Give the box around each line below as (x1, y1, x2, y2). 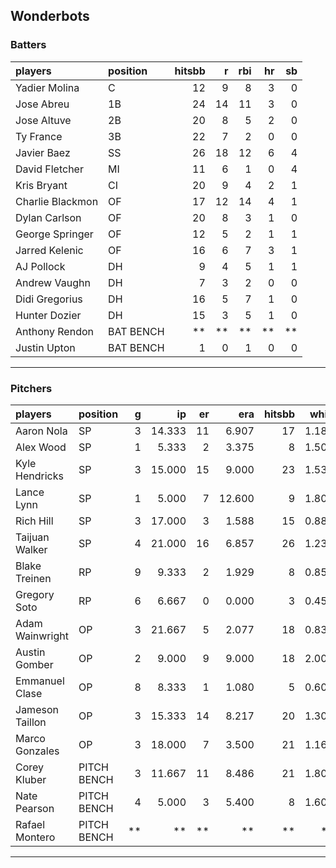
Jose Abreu (15, 97, 70, 111)
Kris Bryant (15, 178, 68, 192)
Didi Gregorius (15, 292, 83, 306)
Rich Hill (15, 514, 54, 528)
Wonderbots (10, 8, 90, 25)
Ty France (15, 129, 63, 143)
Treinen (15, 571, 52, 585)
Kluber (15, 772, 47, 786)
